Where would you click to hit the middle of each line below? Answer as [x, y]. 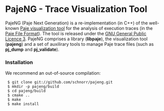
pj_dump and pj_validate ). [32, 49]
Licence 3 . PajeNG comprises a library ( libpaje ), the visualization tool [76, 39]
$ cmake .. [18, 96]
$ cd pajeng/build [26, 91]
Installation [19, 62]
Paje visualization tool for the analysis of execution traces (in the [86, 28]
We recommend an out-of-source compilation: [53, 73]
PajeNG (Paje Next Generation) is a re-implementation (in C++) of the [77, 23]
